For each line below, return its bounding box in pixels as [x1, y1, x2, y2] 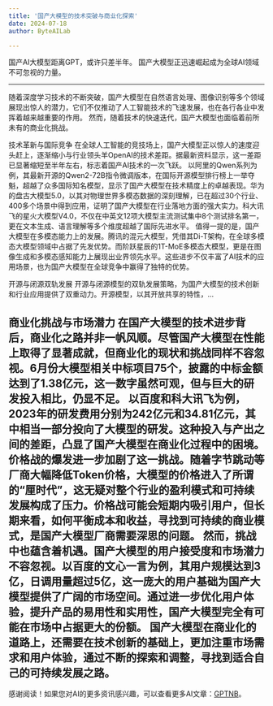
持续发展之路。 [40, 665, 115, 679]
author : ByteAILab [8, 27, 71, 35]
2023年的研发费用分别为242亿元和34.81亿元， [8, 407, 245, 421]
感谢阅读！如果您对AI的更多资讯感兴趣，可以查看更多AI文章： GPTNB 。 [8, 689, 246, 699]
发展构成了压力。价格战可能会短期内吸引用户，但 [8, 498, 254, 512]
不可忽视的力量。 [8, 67, 66, 77]
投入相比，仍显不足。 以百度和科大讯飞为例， [19, 392, 246, 405]
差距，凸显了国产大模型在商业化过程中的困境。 [29, 437, 265, 451]
